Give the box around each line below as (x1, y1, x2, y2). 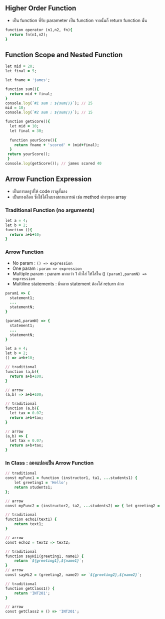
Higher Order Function (5, 4, 76, 13)
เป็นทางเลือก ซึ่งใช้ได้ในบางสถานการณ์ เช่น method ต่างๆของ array (12, 194, 126, 200)
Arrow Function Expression (5, 175, 92, 184)
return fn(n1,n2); (9, 32, 48, 37)
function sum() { (5, 86, 39, 92)
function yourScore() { (9, 137, 57, 142)
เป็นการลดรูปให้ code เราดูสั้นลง (12, 188, 67, 194)
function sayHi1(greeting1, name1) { (5, 554, 84, 559)
